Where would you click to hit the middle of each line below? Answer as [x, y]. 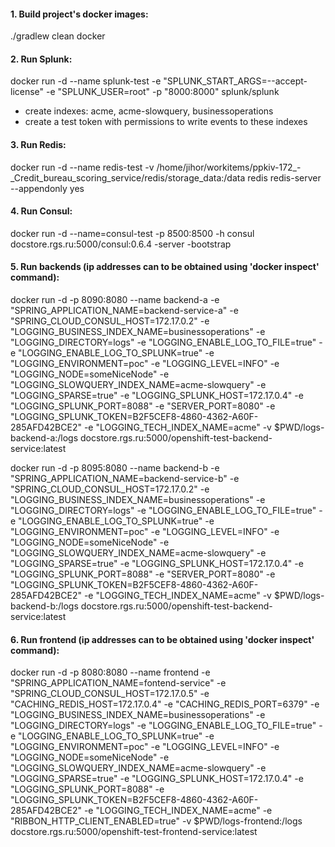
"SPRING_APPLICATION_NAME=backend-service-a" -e [124, 311]
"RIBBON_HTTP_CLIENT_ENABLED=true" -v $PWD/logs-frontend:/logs [156, 821]
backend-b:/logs [44, 606]
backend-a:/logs [44, 438]
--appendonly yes [47, 188]
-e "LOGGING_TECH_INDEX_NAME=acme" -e [178, 811]
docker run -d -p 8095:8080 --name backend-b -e [115, 468]
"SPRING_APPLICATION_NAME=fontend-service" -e [118, 683]
